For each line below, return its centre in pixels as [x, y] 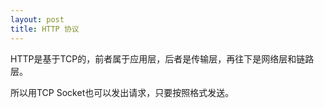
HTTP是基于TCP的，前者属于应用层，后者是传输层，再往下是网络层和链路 [162, 58]
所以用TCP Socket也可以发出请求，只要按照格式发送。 [122, 92]
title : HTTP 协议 [45, 29]
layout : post [37, 19]
